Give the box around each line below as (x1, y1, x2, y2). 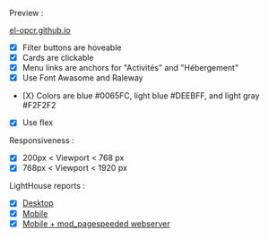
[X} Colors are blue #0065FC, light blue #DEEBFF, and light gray (22, 90, 260, 101)
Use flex (22, 117, 54, 128)
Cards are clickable (22, 53, 94, 64)
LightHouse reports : (9, 181, 85, 191)
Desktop (22, 198, 54, 208)
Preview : (9, 8, 44, 18)
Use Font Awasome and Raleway (22, 72, 143, 83)
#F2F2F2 (22, 100, 56, 111)
